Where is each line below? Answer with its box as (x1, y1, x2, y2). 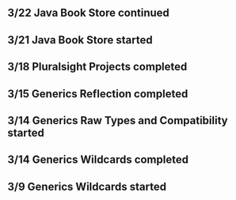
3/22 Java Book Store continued (7, 6, 169, 20)
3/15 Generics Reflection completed (7, 87, 188, 100)
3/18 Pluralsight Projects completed (7, 60, 188, 74)
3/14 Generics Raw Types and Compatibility (7, 114, 228, 127)
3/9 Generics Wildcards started (7, 179, 167, 193)
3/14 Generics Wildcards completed (7, 153, 189, 167)
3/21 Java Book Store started (7, 33, 154, 47)
